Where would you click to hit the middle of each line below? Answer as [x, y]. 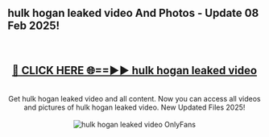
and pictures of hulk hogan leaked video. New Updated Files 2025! [134, 107]
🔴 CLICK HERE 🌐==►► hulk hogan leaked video [134, 71]
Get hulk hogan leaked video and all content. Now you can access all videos [134, 98]
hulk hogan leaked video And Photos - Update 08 [133, 13]
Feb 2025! [34, 26]
